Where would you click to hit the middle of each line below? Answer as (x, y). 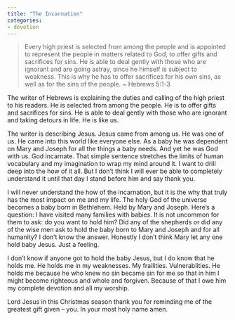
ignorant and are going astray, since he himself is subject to (111, 69)
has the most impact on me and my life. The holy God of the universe (107, 200)
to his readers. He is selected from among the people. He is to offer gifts (112, 105)
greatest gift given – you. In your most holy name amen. (88, 309)
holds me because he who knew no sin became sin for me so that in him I (113, 273)
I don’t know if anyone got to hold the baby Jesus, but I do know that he (111, 258)
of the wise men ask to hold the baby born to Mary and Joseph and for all (113, 230)
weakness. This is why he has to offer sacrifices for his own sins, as (122, 77)
